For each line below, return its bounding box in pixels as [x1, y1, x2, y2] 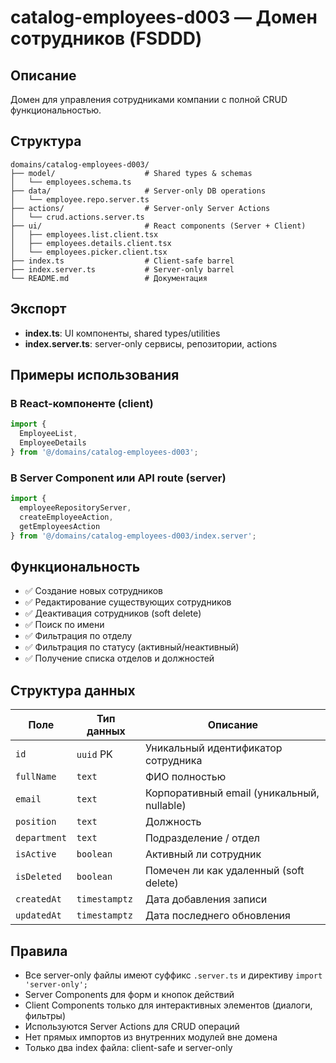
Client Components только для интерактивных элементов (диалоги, [24, 999, 313, 1011]
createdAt [15, 894, 62, 905]
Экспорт [10, 301, 67, 318]
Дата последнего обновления [144, 909, 291, 923]
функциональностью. [10, 104, 102, 116]
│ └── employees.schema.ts [10, 177, 132, 187]
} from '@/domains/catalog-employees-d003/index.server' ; [10, 531, 257, 541]
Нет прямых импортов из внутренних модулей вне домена [24, 1031, 278, 1043]
